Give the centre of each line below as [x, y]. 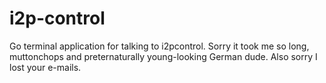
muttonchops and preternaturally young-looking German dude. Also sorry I [163, 56]
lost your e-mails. [45, 67]
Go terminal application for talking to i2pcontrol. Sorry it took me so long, [159, 46]
